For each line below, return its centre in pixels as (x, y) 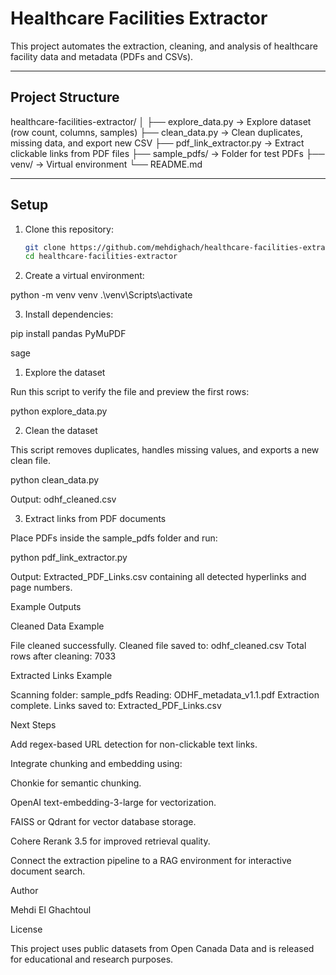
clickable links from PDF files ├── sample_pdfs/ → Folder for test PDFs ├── (167, 153)
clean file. (30, 461)
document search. (48, 871)
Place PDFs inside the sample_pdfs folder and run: (114, 538)
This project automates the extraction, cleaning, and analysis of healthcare (164, 46)
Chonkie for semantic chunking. (76, 783)
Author (24, 891)
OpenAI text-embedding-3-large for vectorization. (113, 803)
